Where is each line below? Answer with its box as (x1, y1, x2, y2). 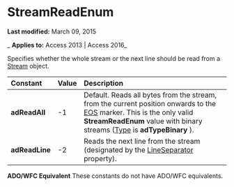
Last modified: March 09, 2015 (7, 27, 96, 36)
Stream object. (7, 61, 50, 70)
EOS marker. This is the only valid (83, 107, 194, 117)
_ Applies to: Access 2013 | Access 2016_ (7, 40, 127, 49)
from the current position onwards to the (83, 98, 217, 108)
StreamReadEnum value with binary (83, 116, 203, 126)
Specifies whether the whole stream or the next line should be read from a (7, 54, 221, 63)
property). (83, 154, 117, 163)
